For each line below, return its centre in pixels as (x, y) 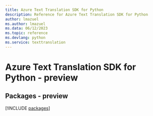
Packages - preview (37, 96)
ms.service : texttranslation (35, 42)
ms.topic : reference (27, 33)
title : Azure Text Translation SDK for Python (54, 10)
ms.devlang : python (25, 38)
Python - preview (42, 77)
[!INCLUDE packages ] (28, 108)
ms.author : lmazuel (25, 24)
